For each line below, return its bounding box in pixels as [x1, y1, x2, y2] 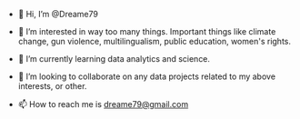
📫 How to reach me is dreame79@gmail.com [17, 99, 189, 109]
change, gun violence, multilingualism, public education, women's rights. [17, 36, 292, 46]
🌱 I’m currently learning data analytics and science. [17, 54, 211, 64]
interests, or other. [17, 81, 87, 91]
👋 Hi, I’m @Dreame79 [17, 9, 98, 19]
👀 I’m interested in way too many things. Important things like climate [17, 26, 276, 36]
